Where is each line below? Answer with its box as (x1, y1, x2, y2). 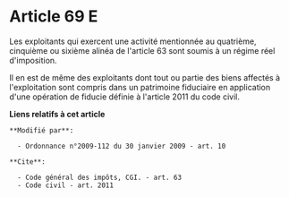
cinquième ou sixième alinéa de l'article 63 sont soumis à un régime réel (9, 45, 276, 56)
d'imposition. (9, 55, 57, 65)
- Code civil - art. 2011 (17, 181, 115, 190)
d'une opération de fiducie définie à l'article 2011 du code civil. (9, 91, 240, 102)
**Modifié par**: (9, 125, 74, 135)
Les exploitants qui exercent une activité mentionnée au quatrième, (9, 36, 257, 47)
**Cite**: (9, 157, 47, 167)
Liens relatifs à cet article (9, 108, 106, 119)
